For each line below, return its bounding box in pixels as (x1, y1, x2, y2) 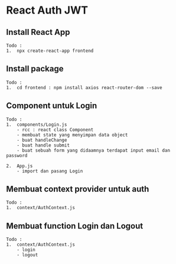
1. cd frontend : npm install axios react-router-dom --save (6, 84, 162, 90)
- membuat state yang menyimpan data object (17, 132, 128, 138)
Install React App (6, 27, 70, 37)
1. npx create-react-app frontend (6, 48, 94, 54)
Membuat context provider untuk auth (6, 184, 149, 194)
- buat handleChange (17, 137, 67, 143)
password (6, 152, 28, 158)
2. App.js (6, 163, 33, 169)
